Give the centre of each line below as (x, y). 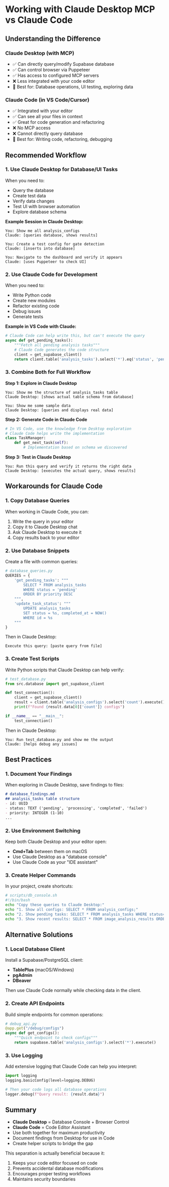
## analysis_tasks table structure (43, 799)
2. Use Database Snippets (37, 551)
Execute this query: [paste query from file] (54, 646)
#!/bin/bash (18, 900)
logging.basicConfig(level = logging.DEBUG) (50, 1080)
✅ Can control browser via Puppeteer (51, 70)
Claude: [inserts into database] (40, 249)
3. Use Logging (24, 1055)
